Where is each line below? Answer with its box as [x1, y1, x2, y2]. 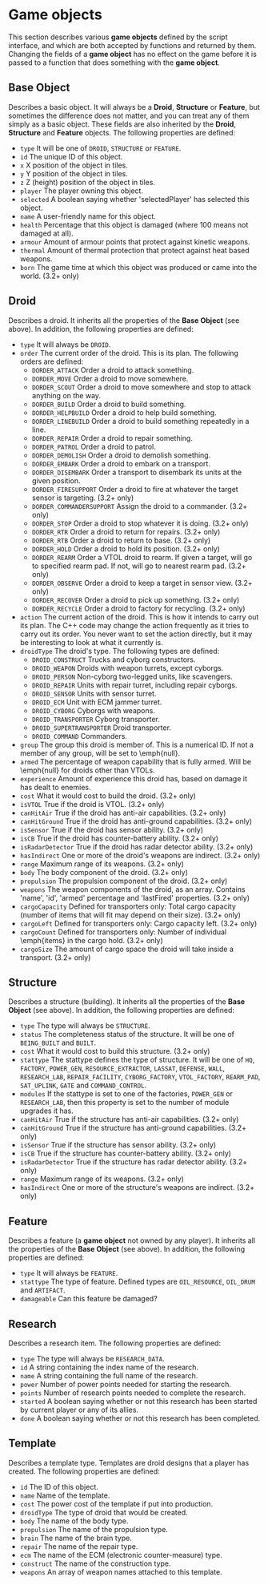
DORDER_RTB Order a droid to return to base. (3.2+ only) [31, 535, 211, 545]
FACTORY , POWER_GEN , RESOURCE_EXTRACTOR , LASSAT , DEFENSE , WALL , [19, 1063, 226, 1073]
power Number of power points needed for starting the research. [19, 1380, 232, 1389]
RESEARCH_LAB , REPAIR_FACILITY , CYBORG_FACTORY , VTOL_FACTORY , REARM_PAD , [19, 1072, 261, 1082]
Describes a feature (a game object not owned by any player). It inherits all [8, 1236, 256, 1245]
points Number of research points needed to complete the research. [19, 1388, 246, 1397]
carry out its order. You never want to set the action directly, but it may [19, 629, 253, 639]
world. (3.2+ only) [19, 271, 80, 280]
